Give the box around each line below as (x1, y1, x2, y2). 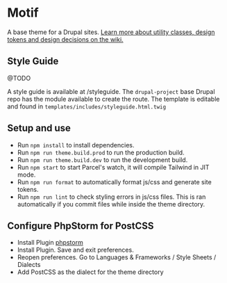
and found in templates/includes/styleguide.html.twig (7, 102, 167, 111)
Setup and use (7, 122, 72, 134)
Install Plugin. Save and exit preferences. (17, 245, 134, 254)
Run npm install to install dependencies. (17, 140, 135, 149)
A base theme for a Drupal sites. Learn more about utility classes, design (7, 28, 215, 36)
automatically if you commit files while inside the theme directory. (17, 200, 205, 208)
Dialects (17, 261, 41, 269)
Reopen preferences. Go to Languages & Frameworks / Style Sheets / (17, 253, 217, 261)
